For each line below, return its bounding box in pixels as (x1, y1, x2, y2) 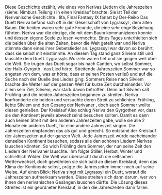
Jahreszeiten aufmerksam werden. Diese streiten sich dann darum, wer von (5, 174, 156, 180)
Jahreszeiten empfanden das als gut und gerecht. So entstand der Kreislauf (5, 128, 157, 133)
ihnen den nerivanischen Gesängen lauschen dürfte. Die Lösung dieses (5, 179, 148, 185)
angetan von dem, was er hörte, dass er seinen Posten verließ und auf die (5, 71, 153, 77)
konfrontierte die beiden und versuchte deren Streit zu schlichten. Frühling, (5, 97, 155, 102)
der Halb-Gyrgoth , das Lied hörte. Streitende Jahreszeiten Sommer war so (5, 66, 155, 72)
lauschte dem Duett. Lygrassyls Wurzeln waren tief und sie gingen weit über (5, 56, 158, 61)
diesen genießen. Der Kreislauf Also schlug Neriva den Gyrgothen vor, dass (5, 107, 156, 113)
